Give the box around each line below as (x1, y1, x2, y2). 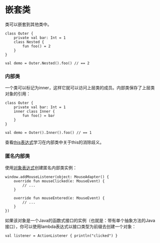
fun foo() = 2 (22, 44, 51, 49)
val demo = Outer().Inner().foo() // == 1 (5, 130, 92, 135)
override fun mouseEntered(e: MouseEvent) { (14, 195, 105, 200)
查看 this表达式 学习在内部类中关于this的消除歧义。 (5, 139, 104, 146)
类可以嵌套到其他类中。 (5, 21, 52, 27)
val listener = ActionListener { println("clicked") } (5, 233, 118, 238)
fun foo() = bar (22, 113, 55, 118)
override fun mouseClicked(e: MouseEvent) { (14, 178, 105, 183)
